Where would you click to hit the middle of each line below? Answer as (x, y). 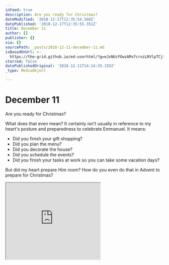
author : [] (17, 33)
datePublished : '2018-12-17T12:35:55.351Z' (52, 24)
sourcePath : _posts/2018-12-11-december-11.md (55, 47)
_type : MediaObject (26, 71)
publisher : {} (20, 38)
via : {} (13, 43)
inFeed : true (19, 10)
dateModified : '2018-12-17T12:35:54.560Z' (50, 19)
